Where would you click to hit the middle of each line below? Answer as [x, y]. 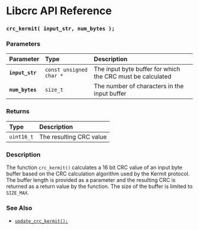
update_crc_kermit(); [41, 221]
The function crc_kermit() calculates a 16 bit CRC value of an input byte [94, 167]
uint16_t [21, 137]
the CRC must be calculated [133, 76]
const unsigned [66, 70]
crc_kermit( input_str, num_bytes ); [61, 29]
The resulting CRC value [73, 136]
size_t [54, 90]
